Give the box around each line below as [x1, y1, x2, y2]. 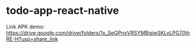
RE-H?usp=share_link [6, 35, 59, 42]
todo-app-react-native [6, 4, 119, 17]
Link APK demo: [6, 23, 45, 30]
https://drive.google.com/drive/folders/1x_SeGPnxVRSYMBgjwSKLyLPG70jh [6, 29, 190, 36]
